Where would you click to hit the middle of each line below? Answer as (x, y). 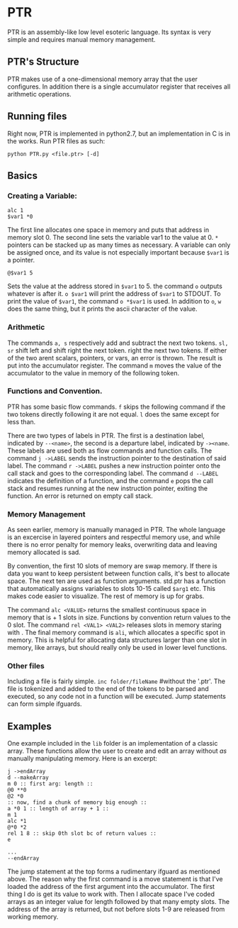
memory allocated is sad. (44, 552)
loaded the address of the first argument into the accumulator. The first (111, 887)
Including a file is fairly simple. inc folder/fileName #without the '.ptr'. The (116, 681)
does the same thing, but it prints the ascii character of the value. (102, 309)
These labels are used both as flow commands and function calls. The (110, 451)
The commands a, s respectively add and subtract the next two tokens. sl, (118, 343)
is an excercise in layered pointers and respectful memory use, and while (114, 537)
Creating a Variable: (42, 196)
